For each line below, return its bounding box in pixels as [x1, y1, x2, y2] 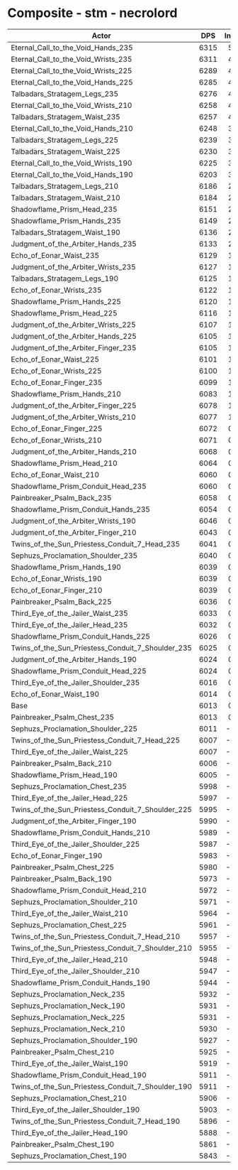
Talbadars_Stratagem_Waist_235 [11, 112, 120, 121]
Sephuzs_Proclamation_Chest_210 [11, 1093, 127, 1103]
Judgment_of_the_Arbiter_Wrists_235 [11, 261, 136, 271]
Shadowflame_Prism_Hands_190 [11, 562, 122, 572]
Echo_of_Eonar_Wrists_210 [11, 435, 102, 445]
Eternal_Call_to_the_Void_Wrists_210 [11, 100, 132, 110]
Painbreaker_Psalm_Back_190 [11, 874, 112, 884]
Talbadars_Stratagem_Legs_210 [11, 181, 119, 191]
